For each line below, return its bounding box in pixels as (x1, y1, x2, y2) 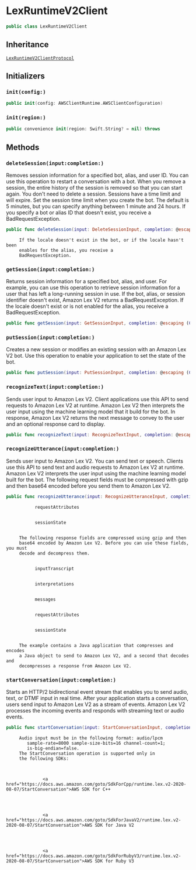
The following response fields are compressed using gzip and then (19, 535, 187, 541)
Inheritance (6, 40, 49, 50)
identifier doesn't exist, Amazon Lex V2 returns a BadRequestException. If (6, 297, 184, 304)
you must (6, 545, 27, 551)
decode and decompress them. (19, 550, 90, 556)
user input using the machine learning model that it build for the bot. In (6, 408, 176, 415)
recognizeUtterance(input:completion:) (6, 446, 120, 452)
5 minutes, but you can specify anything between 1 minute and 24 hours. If (6, 203, 185, 210)
